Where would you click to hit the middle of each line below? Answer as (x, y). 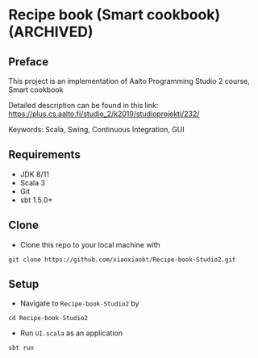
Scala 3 (33, 182)
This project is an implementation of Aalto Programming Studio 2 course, (129, 81)
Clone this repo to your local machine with (90, 244)
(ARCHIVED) (51, 32)
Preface (29, 62)
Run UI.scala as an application (71, 333)
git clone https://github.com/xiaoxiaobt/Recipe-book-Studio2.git (122, 260)
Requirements (44, 155)
